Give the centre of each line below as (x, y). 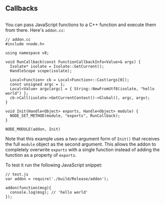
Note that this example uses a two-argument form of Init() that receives (82, 138)
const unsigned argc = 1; (38, 84)
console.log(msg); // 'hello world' (49, 192)
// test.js (17, 174)
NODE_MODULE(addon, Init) (33, 129)
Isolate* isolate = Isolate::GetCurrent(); (57, 66)
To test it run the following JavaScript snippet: (54, 165)
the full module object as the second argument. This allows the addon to (81, 144)
